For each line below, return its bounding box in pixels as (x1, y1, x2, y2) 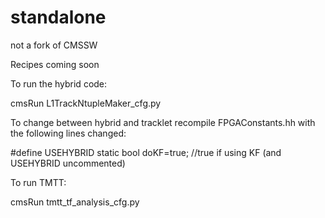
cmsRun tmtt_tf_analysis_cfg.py (10, 196, 140, 208)
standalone (10, 6, 107, 29)
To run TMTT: (10, 176, 67, 188)
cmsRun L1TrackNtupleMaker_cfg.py (10, 97, 162, 109)
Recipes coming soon (10, 58, 100, 70)
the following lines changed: (10, 127, 127, 139)
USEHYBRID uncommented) (10, 157, 126, 169)
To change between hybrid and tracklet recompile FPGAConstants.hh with (10, 116, 316, 128)
